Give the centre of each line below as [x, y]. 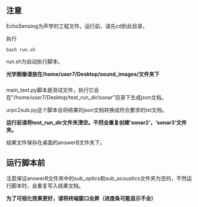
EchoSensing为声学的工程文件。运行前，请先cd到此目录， [77, 26]
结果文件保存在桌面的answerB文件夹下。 [56, 142]
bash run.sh [21, 50]
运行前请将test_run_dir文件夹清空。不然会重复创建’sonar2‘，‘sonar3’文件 [97, 122]
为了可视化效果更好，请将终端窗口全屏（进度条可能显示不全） [81, 198]
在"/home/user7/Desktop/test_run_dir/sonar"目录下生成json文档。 [87, 97]
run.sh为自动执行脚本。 [35, 62]
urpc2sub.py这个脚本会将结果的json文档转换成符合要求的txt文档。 [87, 110]
